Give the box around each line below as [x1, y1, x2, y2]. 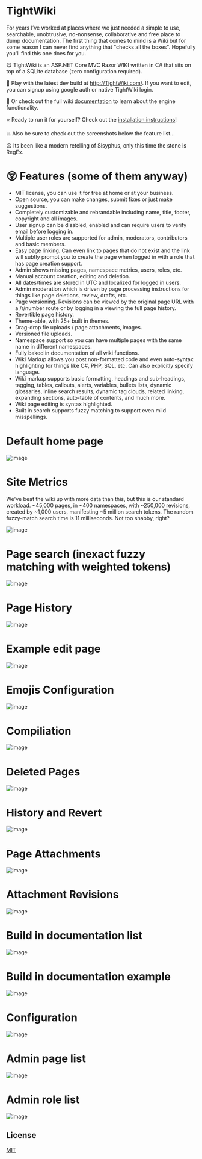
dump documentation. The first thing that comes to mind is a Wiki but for [6, 37, 186, 44]
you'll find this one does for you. [6, 49, 87, 57]
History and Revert [6, 806, 102, 819]
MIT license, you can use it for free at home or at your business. [14, 189, 174, 196]
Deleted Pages [6, 765, 81, 778]
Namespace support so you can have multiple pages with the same [14, 336, 182, 344]
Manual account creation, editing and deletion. [14, 272, 130, 279]
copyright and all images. [14, 215, 78, 222]
